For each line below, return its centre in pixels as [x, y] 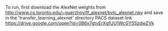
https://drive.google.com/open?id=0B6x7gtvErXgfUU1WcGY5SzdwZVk [80, 23]
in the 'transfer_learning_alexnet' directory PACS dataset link [69, 18]
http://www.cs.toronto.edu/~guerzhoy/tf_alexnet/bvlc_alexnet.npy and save [84, 12]
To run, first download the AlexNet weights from [55, 7]
